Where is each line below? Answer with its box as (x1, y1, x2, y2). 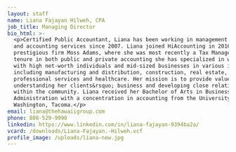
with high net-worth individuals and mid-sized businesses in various (13, 62, 225, 69)
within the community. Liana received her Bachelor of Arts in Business (13, 88, 231, 95)
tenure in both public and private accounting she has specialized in (13, 56, 225, 63)
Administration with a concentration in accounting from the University (13, 95, 231, 102)
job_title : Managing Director (7, 23, 96, 30)
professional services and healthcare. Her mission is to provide (13, 75, 212, 83)
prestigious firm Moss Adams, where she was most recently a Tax (13, 50, 209, 57)
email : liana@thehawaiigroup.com (7, 108, 105, 115)
